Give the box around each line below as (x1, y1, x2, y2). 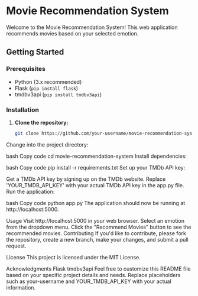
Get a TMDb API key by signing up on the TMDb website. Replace (6, 175, 166, 183)
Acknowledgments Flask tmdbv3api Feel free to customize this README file (6, 265, 191, 272)
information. (6, 284, 36, 291)
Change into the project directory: (6, 141, 89, 148)
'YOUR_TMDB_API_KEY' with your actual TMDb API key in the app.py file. (6, 181, 184, 188)
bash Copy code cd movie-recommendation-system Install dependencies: (6, 152, 187, 160)
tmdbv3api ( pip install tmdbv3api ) (14, 90, 102, 98)
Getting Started (6, 47, 64, 57)
